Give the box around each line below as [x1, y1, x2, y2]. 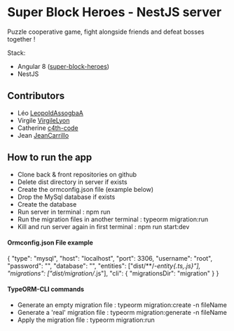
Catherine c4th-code [17, 124, 78, 132]
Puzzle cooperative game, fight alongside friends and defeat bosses [7, 27, 205, 36]
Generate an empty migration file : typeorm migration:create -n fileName [17, 300, 228, 309]
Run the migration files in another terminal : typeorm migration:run [17, 215, 209, 223]
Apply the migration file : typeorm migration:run [17, 316, 156, 324]
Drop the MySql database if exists [17, 193, 116, 201]
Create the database [17, 200, 77, 208]
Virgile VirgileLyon [17, 116, 70, 124]
